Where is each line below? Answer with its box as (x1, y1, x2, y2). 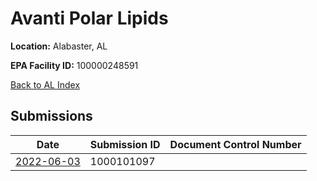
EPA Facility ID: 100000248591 (10, 59, 139, 71)
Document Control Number (169, 137, 302, 151)
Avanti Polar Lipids (10, 7, 169, 30)
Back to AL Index (10, 78, 81, 91)
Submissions (10, 108, 93, 125)
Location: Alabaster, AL (10, 40, 108, 52)
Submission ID (89, 137, 161, 151)
